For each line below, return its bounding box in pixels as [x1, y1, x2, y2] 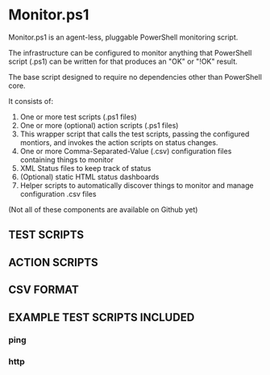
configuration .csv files [19, 189, 97, 198]
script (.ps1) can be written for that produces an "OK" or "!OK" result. [8, 56, 238, 66]
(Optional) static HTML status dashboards [19, 172, 160, 181]
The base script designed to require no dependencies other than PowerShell [8, 72, 262, 81]
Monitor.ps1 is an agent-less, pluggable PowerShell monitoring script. [8, 32, 239, 42]
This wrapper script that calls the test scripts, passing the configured [19, 129, 250, 139]
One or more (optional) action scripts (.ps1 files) [19, 120, 179, 130]
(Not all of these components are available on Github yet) [8, 204, 198, 215]
